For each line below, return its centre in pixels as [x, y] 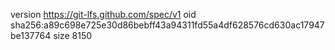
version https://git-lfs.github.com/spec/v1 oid [103, 14]
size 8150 [73, 35]
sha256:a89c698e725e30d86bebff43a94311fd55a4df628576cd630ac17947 [167, 25]
